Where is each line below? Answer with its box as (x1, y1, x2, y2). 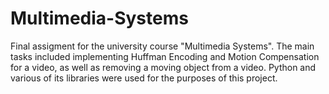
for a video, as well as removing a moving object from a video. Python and (10, 61, 317, 73)
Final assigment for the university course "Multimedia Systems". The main (10, 40, 315, 52)
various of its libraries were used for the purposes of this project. (10, 72, 278, 84)
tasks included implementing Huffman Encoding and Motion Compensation (10, 50, 320, 62)
